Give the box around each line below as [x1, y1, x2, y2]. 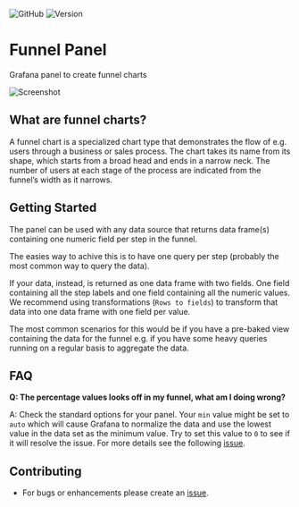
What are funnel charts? [9, 113, 147, 128]
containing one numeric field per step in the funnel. [9, 233, 198, 244]
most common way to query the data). [9, 260, 150, 271]
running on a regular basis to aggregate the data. [9, 342, 189, 353]
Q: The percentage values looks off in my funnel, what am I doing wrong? [9, 392, 286, 402]
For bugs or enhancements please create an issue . [21, 487, 210, 498]
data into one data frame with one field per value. [9, 306, 191, 317]
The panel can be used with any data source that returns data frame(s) [9, 224, 270, 234]
